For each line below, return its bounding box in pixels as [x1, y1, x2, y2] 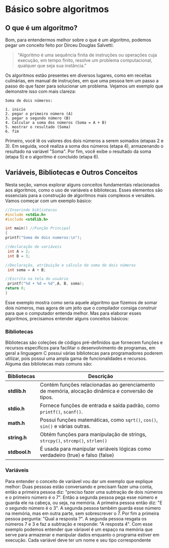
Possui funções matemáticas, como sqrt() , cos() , [40, 416, 158, 423]
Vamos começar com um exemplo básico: [5, 198, 92, 204]
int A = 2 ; [7, 249, 30, 254]
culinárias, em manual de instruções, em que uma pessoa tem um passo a [5, 78, 159, 83]
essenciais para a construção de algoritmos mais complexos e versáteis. [5, 192, 156, 198]
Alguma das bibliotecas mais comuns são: [5, 361, 93, 367]
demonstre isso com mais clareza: [5, 88, 76, 94]
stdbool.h [8, 448, 31, 455]
